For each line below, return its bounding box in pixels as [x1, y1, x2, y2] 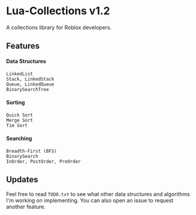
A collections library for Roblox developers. [6, 24, 112, 31]
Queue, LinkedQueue [6, 81, 55, 87]
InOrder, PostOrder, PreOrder [6, 159, 81, 165]
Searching [6, 135, 33, 142]
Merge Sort [6, 117, 33, 123]
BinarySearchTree [6, 86, 49, 93]
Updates [6, 175, 39, 185]
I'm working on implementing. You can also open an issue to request [6, 197, 174, 204]
